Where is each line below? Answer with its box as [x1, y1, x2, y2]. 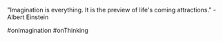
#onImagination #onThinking [7, 27, 88, 34]
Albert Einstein [7, 13, 49, 21]
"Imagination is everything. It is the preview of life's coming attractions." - [7, 6, 216, 14]
